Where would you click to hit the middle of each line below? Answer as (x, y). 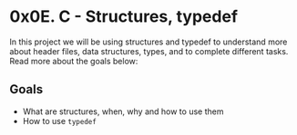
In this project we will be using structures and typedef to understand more (148, 42)
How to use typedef (60, 121)
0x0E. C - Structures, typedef (124, 17)
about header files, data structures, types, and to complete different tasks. (149, 51)
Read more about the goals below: (74, 61)
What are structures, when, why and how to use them (123, 111)
